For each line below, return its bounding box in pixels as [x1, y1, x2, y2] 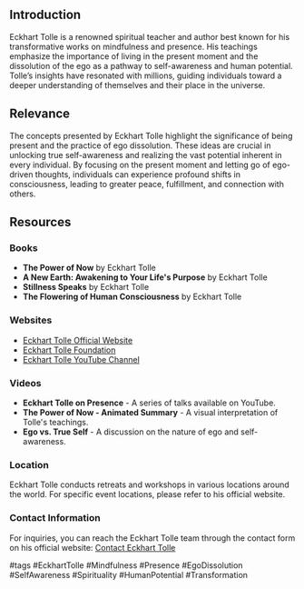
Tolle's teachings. [22, 416, 89, 427]
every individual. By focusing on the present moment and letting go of [9, 159, 270, 170]
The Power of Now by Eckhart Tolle [22, 263, 156, 274]
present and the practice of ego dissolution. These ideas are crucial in [9, 140, 271, 151]
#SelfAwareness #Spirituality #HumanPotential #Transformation [9, 569, 248, 580]
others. [9, 188, 36, 199]
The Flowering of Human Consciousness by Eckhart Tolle [22, 291, 242, 303]
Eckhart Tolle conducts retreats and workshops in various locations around [9, 479, 290, 490]
